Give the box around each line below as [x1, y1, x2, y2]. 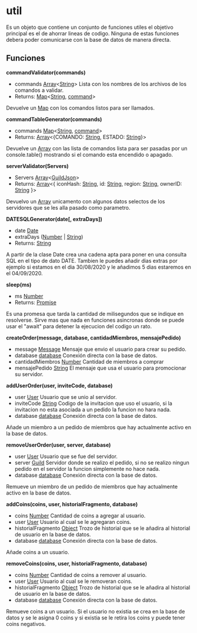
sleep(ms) [6, 281, 32, 288]
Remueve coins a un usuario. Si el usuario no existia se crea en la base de [6, 608, 185, 615]
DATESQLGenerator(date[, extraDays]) [6, 215, 103, 222]
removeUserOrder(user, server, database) [6, 441, 111, 449]
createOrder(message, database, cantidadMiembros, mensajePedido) [6, 334, 181, 341]
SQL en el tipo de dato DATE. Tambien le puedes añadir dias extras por [6, 257, 178, 264]
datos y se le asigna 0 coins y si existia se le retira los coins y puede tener [6, 614, 185, 621]
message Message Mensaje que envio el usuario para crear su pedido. [14, 345, 187, 352]
